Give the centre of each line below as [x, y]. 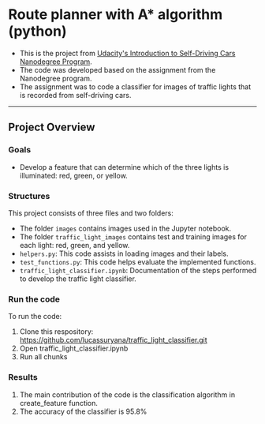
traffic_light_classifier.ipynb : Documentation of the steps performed [138, 270]
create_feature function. [59, 403]
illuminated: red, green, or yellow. [73, 175]
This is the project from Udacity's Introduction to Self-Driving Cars [127, 53]
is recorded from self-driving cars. [75, 95]
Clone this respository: [56, 332]
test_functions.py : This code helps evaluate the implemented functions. [138, 261]
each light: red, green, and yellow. [75, 245]
